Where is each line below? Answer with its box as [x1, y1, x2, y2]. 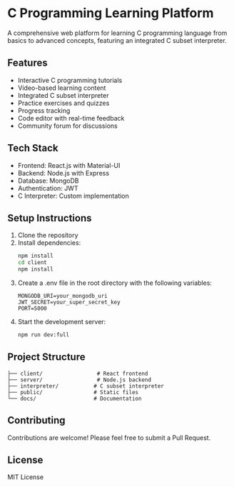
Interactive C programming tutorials [17, 76, 123, 84]
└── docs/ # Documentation [7, 395, 142, 402]
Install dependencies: [17, 239, 81, 247]
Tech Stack [7, 142, 58, 154]
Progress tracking [17, 106, 71, 115]
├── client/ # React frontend [7, 370, 148, 377]
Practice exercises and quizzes [17, 99, 110, 107]
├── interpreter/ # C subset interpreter [7, 382, 164, 390]
